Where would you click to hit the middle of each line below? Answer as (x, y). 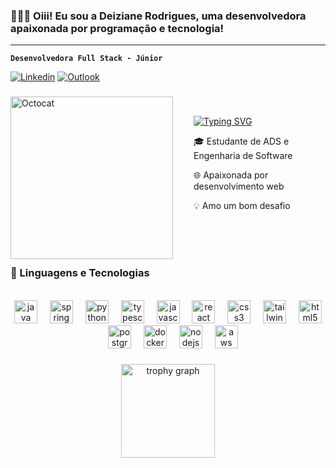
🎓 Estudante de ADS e (241, 141)
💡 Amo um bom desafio (242, 206)
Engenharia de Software (243, 156)
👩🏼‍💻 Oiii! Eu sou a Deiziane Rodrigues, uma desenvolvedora (158, 16)
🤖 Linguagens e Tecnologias (80, 273)
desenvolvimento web (239, 186)
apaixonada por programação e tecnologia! (117, 28)
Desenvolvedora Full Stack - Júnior (86, 59)
